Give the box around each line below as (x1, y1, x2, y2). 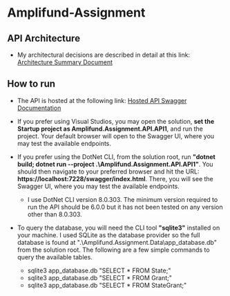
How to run (7, 78, 56, 90)
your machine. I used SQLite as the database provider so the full (17, 230, 200, 239)
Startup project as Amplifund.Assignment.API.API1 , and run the (17, 124, 204, 133)
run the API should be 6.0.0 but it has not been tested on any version (27, 203, 223, 211)
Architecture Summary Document (17, 58, 113, 66)
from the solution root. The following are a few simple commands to (17, 246, 210, 254)
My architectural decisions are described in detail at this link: (17, 50, 191, 59)
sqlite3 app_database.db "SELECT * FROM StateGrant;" (27, 281, 187, 289)
